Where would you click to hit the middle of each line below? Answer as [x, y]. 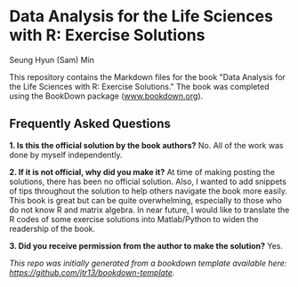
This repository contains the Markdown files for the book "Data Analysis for [148, 76]
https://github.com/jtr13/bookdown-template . [92, 272]
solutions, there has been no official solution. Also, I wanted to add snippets [148, 181]
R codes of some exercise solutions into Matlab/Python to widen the [134, 219]
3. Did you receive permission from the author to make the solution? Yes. [146, 245]
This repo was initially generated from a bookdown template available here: [148, 263]
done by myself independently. [66, 155]
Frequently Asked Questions [90, 124]
